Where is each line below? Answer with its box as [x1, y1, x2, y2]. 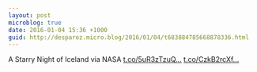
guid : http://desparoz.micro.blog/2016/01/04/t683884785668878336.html [8, 33, 249, 41]
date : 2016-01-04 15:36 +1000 [8, 26, 108, 34]
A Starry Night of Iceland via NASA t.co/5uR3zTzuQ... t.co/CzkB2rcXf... [8, 55, 240, 64]
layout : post [8, 11, 51, 20]
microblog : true [8, 19, 62, 27]
